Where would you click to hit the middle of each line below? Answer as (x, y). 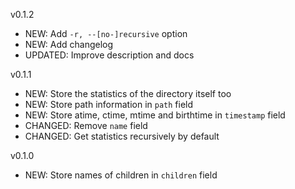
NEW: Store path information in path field (109, 104)
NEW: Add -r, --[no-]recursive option (106, 33)
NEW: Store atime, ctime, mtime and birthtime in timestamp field (155, 115)
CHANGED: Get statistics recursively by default (122, 136)
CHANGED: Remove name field (86, 125)
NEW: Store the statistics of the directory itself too (128, 93)
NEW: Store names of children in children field (121, 175)
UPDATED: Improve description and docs (109, 55)
